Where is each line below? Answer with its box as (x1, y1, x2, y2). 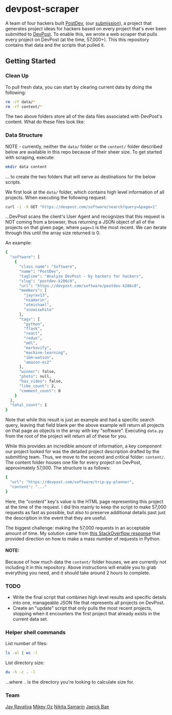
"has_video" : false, (18, 379, 63, 384)
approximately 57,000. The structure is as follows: (5, 465, 111, 471)
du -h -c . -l (5, 670, 36, 675)
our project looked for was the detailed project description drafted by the (5, 448, 160, 455)
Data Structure (5, 131, 43, 139)
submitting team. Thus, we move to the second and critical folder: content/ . (5, 454, 165, 460)
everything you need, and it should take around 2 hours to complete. (5, 570, 150, 576)
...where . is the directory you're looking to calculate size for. (5, 679, 135, 685)
